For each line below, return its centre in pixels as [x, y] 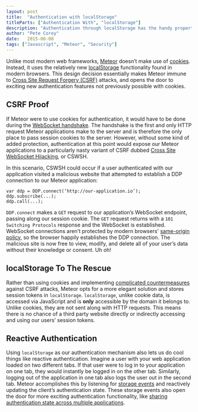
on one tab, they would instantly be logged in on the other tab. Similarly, [93, 371]
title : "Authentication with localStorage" [62, 17]
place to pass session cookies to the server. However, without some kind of [98, 137]
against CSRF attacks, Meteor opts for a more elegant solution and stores [95, 288]
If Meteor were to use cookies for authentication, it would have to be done [96, 119]
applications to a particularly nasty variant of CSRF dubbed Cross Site [91, 150]
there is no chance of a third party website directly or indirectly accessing [96, 314]
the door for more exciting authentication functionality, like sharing [87, 396]
